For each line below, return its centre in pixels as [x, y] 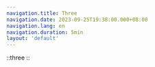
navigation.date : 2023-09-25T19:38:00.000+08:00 [77, 20]
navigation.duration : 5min [45, 32]
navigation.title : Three [42, 13]
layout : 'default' [33, 39]
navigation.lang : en [36, 26]
